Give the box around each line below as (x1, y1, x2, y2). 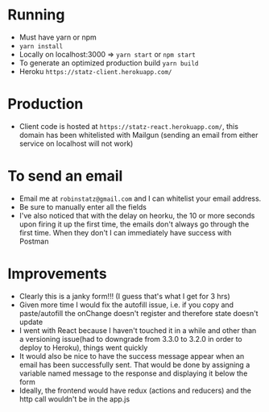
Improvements (7, 264, 107, 283)
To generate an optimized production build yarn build (19, 58, 199, 68)
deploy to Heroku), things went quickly (19, 343, 148, 352)
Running (7, 6, 65, 24)
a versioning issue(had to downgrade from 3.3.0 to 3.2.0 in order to (19, 334, 242, 343)
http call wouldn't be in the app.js (19, 393, 130, 404)
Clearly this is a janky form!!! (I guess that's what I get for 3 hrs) (19, 291, 230, 301)
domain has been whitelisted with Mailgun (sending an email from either (19, 130, 259, 139)
